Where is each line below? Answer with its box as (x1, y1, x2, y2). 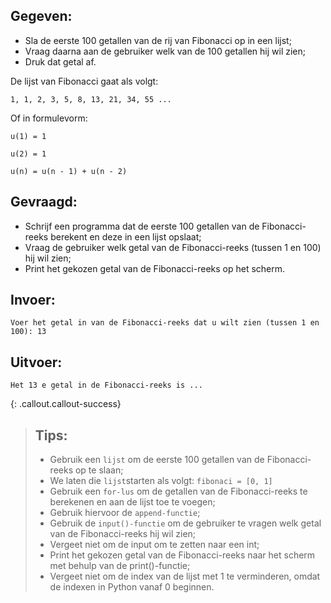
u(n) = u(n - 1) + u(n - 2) (10, 166, 128, 176)
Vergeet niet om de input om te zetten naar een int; (49, 539, 260, 551)
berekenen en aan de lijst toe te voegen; (49, 496, 216, 508)
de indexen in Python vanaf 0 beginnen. (49, 581, 215, 593)
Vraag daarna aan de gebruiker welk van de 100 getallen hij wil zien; (24, 45, 307, 57)
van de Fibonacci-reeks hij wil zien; (49, 528, 197, 540)
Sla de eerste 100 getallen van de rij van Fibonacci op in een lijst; (24, 34, 292, 46)
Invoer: (10, 292, 56, 309)
